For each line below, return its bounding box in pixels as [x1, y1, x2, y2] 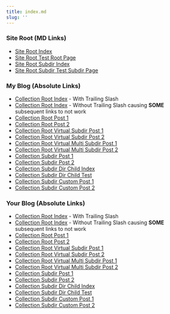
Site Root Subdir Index [14, 60, 70, 68]
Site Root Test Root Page [14, 54, 76, 61]
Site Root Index [14, 47, 52, 54]
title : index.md [6, 8, 47, 15]
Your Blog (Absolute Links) [6, 199, 85, 208]
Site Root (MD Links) [6, 34, 67, 42]
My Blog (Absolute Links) [6, 81, 81, 90]
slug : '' [6, 14, 28, 20]
